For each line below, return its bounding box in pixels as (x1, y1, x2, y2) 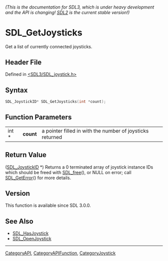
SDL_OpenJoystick (12, 236, 51, 242)
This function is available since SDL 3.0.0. (5, 202, 91, 208)
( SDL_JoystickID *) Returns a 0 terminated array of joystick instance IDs (5, 164, 153, 170)
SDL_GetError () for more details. (5, 175, 71, 181)
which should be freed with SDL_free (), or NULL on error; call (5, 169, 131, 175)
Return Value (5, 151, 46, 159)
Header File (5, 58, 42, 66)
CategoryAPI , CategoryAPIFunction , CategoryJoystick (5, 250, 116, 256)
